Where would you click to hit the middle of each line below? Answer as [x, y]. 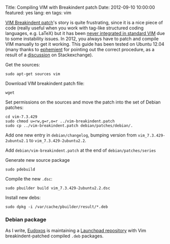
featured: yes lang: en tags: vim [38, 13]
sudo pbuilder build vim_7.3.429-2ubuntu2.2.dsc [58, 188]
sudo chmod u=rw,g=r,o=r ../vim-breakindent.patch [60, 121]
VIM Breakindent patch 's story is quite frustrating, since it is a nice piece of [84, 23]
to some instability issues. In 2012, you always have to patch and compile [82, 39]
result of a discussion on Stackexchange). [49, 55]
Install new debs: [23, 198]
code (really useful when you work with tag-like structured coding [75, 28]
